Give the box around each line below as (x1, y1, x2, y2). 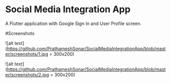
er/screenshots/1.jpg (5, 51, 48, 57)
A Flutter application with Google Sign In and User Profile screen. (5, 20, 141, 26)
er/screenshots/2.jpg (5, 71, 49, 77)
